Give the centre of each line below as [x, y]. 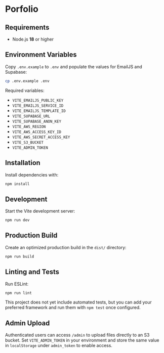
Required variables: [25, 90]
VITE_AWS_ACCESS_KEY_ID [37, 132]
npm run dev [17, 220]
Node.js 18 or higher [33, 39]
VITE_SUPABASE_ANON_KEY [37, 121]
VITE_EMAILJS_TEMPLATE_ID [39, 111]
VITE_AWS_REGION [29, 127]
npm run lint [19, 293]
